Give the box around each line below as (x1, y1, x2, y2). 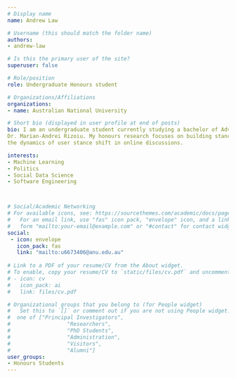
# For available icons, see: (7, 210, 93, 217)
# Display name (7, 10, 52, 18)
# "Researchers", (7, 321, 112, 328)
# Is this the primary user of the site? (7, 56, 131, 63)
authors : (7, 36, 33, 43)
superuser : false (7, 62, 58, 69)
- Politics (7, 165, 39, 172)
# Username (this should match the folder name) (7, 30, 152, 37)
